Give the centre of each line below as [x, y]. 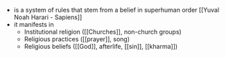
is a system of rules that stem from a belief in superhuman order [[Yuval [116, 10]
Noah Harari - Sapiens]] [48, 17]
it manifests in [34, 24]
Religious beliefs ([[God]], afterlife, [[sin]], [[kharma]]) [101, 46]
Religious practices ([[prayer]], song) [77, 39]
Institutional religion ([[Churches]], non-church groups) [103, 32]
